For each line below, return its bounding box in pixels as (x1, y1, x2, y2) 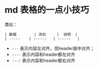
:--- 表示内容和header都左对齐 (11, 51, 75, 57)
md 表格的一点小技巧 (4, 4, 89, 16)
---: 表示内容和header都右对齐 (11, 57, 75, 63)
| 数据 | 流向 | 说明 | (4, 32, 77, 37)
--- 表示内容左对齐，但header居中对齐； (11, 45, 95, 51)
